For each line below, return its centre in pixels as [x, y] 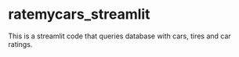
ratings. [20, 44]
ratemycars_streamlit [79, 14]
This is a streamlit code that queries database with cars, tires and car [119, 36]
